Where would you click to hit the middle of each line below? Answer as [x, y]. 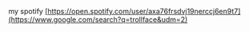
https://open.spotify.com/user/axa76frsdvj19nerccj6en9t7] [144, 11]
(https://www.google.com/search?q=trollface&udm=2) [98, 20]
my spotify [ [28, 11]
